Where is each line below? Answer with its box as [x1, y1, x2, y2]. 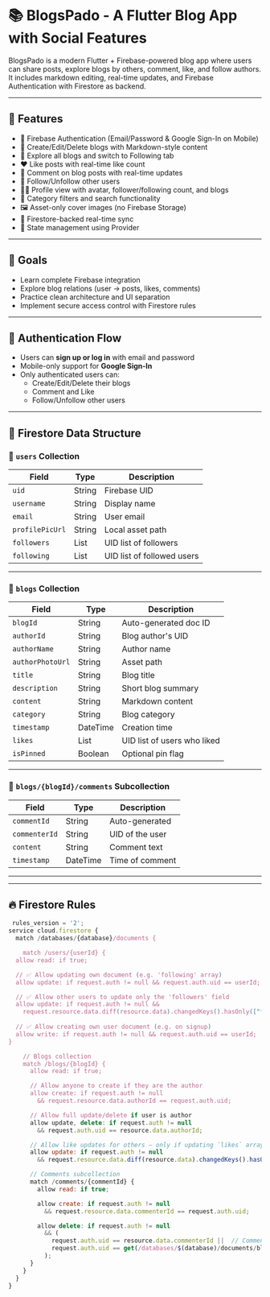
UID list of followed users [104, 551, 199, 562]
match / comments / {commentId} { [29, 1178, 135, 1186]
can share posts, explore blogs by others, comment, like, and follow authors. [8, 64, 261, 73]
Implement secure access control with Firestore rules [19, 300, 197, 310]
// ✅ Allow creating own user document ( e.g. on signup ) [15, 1023, 211, 1031]
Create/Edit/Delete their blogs [31, 378, 131, 388]
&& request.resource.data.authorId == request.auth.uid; [37, 1097, 231, 1105]
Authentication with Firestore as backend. [8, 81, 146, 91]
